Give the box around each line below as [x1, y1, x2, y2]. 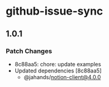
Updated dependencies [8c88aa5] [14, 67, 102, 74]
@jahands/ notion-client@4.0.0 [23, 73, 102, 80]
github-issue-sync [6, 4, 103, 18]
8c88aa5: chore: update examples [14, 60, 102, 68]
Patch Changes [6, 47, 53, 55]
